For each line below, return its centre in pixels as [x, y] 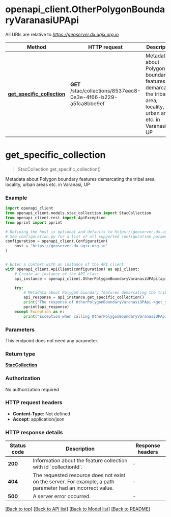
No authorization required [32, 389]
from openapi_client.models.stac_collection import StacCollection [78, 213]
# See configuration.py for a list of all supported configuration [78, 237]
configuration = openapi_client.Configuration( [57, 241]
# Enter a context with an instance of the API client [65, 265]
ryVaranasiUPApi [42, 20]
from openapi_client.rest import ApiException [55, 218]
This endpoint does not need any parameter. [52, 340]
